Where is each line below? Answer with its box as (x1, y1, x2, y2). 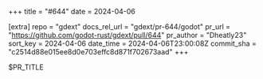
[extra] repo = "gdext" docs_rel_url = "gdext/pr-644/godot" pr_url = (8, 22, 231, 31)
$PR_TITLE (8, 62, 44, 72)
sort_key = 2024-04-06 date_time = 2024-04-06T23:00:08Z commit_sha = (8, 39, 257, 48)
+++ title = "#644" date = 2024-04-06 (8, 7, 135, 16)
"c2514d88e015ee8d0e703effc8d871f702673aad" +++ (8, 47, 189, 56)
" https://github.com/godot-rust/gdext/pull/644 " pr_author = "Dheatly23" (8, 31, 247, 39)
